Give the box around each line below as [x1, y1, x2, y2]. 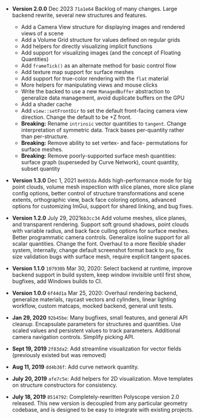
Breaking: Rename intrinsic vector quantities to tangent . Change [21, 120, 187, 127]
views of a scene [21, 30, 64, 37]
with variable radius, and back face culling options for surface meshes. [12, 227, 190, 234]
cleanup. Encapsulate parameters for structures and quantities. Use [12, 321, 181, 327]
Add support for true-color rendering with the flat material [21, 75, 168, 82]
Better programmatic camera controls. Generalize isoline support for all [12, 233, 190, 241]
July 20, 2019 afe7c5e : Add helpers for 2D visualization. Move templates [12, 375, 193, 382]
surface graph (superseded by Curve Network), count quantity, [21, 159, 179, 166]
